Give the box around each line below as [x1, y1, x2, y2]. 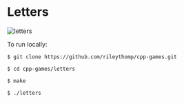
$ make [7, 77, 26, 84]
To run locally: [7, 40, 48, 48]
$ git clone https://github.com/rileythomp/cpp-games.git [7, 53, 177, 60]
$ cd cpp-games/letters [7, 65, 76, 72]
